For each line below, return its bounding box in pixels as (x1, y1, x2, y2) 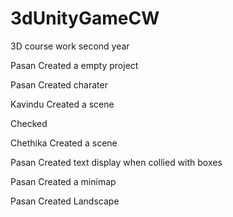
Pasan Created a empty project (10, 59, 139, 71)
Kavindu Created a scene (10, 98, 115, 110)
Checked (10, 117, 48, 129)
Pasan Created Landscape (10, 195, 120, 207)
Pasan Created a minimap (10, 175, 117, 187)
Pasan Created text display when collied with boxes (10, 156, 223, 168)
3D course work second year (10, 40, 130, 52)
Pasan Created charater (10, 78, 108, 91)
